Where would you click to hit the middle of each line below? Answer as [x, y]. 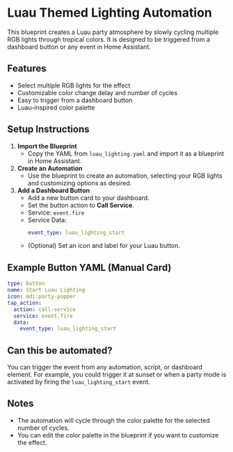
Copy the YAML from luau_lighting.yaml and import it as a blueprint [126, 153]
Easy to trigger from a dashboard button [75, 100]
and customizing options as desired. [80, 183]
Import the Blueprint [47, 146]
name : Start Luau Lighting [46, 290]
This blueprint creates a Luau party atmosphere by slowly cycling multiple [113, 32]
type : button [26, 284]
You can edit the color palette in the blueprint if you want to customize [118, 435]
